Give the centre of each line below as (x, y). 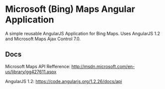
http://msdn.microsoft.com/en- (103, 66)
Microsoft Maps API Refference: (38, 66)
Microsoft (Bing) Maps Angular (70, 9)
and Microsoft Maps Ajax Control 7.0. (43, 39)
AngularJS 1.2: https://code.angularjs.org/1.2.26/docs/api (64, 81)
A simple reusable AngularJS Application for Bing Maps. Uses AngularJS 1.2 (83, 33)
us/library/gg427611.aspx (31, 72)
